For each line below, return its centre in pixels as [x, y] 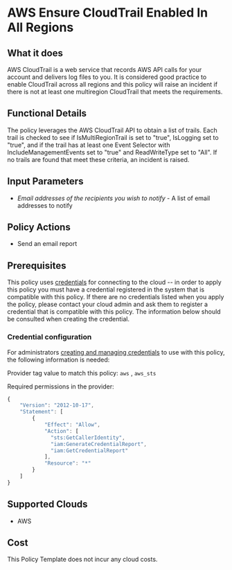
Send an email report [47, 244]
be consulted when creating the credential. [69, 319]
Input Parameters [45, 181]
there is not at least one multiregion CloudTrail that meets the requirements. [115, 92]
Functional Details [47, 113]
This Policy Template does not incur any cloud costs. [82, 560]
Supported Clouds [47, 505]
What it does [35, 53]
